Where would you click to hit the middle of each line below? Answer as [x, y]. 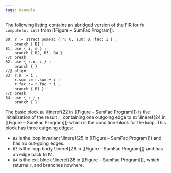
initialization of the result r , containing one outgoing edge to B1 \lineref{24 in [86, 117]
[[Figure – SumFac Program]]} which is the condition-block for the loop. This [86, 122]
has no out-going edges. [39, 143]
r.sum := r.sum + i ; [37, 80]
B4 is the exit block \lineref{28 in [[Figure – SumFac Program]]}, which [86, 160]
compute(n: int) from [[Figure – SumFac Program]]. [60, 30]
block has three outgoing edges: [39, 128]
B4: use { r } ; [22, 98]
